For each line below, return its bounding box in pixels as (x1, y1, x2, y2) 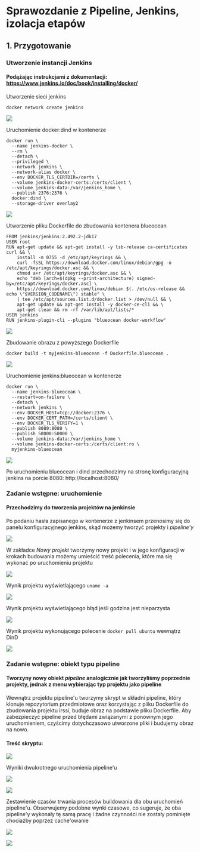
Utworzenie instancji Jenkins (6, 59, 92, 67)
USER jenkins (6, 312, 39, 318)
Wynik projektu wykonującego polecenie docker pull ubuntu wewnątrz (6, 627, 181, 634)
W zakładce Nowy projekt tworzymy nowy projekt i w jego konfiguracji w (6, 546, 185, 553)
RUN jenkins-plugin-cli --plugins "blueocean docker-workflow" (6, 317, 167, 323)
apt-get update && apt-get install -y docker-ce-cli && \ (17, 302, 164, 307)
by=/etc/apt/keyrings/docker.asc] (6, 281, 92, 287)
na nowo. (6, 725, 29, 733)
